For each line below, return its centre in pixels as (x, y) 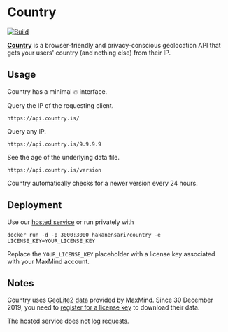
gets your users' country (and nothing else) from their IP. (89, 53)
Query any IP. (27, 131)
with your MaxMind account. (48, 261)
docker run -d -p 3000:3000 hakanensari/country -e (84, 235)
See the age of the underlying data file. (64, 157)
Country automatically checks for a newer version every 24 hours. (102, 183)
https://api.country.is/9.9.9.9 (54, 144)
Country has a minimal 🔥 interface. (57, 91)
